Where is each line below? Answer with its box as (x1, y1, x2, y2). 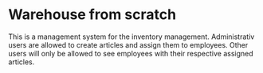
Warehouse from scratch (8, 6, 177, 24)
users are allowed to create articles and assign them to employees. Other (8, 40, 249, 49)
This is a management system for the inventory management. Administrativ (8, 32, 255, 41)
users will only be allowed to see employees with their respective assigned (8, 48, 253, 58)
